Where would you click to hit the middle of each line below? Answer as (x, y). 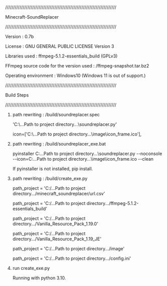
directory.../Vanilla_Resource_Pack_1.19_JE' (57, 239)
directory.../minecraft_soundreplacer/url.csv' (59, 194)
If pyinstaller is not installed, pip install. (53, 169)
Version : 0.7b (20, 37)
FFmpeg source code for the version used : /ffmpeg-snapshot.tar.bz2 (77, 66)
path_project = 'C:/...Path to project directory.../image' (68, 248)
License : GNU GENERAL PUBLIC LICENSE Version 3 (60, 46)
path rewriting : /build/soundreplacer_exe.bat (59, 144)
